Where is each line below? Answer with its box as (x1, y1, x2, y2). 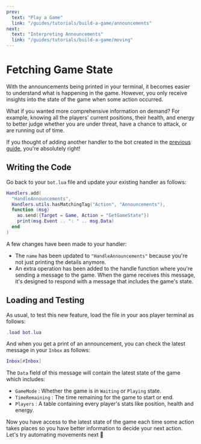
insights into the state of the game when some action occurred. (6, 95, 164, 103)
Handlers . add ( (6, 190, 42, 196)
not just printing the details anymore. (14, 258, 107, 266)
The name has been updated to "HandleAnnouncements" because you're (14, 252, 188, 259)
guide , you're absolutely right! (6, 144, 81, 152)
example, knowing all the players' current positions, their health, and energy (6, 114, 194, 121)
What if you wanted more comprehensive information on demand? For (6, 107, 181, 115)
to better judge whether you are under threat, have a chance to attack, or (6, 120, 188, 127)
